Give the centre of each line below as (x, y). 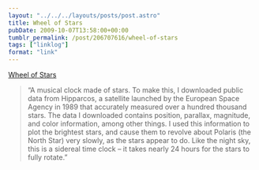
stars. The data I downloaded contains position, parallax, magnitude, (139, 115)
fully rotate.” (47, 157)
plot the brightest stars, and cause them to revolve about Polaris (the (139, 132)
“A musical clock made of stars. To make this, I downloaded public (135, 90)
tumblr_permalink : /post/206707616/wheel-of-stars (93, 38)
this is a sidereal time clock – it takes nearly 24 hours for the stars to (139, 149)
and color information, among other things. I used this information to (139, 124)
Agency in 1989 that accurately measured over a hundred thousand (137, 107)
